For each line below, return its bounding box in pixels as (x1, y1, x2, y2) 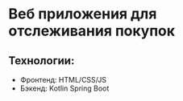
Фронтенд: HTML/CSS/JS (19, 75, 107, 84)
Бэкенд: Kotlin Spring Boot (19, 83, 110, 93)
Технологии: (8, 54, 75, 67)
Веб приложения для (8, 5, 157, 23)
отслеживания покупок (8, 22, 176, 40)
